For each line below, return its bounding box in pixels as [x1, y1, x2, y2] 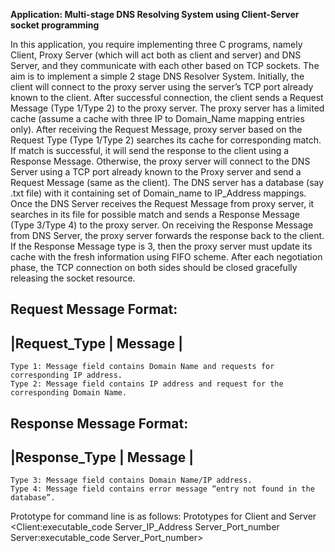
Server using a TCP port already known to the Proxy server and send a [10, 166, 302, 178]
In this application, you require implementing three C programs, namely [10, 39, 303, 50]
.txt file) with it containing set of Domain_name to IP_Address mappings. [10, 187, 307, 199]
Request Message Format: [10, 301, 178, 318]
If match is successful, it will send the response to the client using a [10, 145, 290, 156]
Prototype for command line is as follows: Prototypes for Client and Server [10, 510, 317, 523]
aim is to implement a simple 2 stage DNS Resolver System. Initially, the [10, 70, 305, 82]
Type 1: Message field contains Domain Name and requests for [10, 362, 275, 372]
